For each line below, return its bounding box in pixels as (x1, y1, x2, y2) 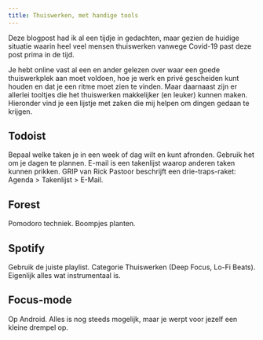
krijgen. (8, 107, 33, 116)
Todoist (8, 130, 46, 143)
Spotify (8, 241, 46, 255)
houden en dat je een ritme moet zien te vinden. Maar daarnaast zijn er (8, 82, 238, 91)
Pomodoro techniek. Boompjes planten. (8, 219, 136, 228)
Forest (8, 198, 41, 211)
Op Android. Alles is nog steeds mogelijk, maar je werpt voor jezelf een (8, 314, 238, 324)
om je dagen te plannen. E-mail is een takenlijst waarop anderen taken (8, 159, 236, 168)
